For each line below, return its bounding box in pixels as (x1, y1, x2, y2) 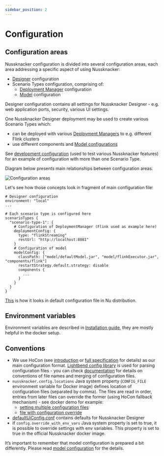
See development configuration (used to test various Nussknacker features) (5, 151, 159, 157)
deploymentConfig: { (14, 228, 56, 233)
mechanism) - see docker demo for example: (12, 399, 104, 405)
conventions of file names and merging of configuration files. (12, 373, 136, 379)
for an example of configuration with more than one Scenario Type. (5, 156, 141, 162)
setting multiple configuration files (19, 404, 89, 410)
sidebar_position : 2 (5, 7, 48, 12)
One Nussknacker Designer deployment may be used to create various (5, 116, 149, 122)
